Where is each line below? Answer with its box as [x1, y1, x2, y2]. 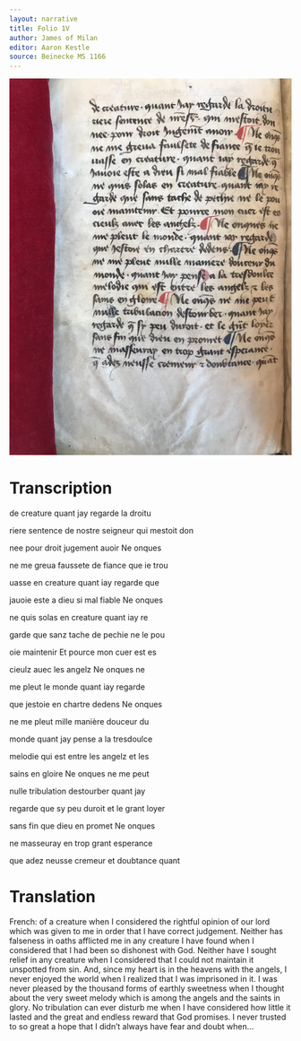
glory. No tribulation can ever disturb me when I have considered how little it [9, 1002, 291, 1012]
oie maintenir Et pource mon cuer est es [9, 646, 157, 658]
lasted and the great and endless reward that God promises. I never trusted [9, 1011, 287, 1022]
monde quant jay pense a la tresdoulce [9, 733, 153, 744]
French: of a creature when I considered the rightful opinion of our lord [9, 916, 271, 927]
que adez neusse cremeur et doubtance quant [9, 855, 181, 866]
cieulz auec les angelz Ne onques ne [9, 664, 146, 675]
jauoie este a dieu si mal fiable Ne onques [9, 594, 164, 605]
